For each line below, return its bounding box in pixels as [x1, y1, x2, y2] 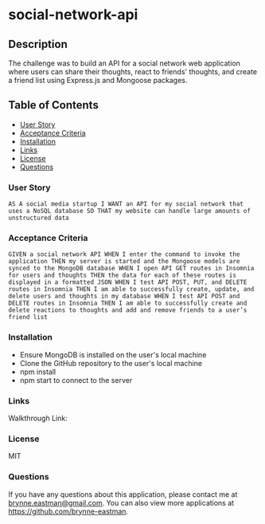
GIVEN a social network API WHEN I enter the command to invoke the [8, 250, 240, 258]
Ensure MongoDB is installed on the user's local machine [19, 349, 207, 360]
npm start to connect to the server [19, 375, 133, 384]
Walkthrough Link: [8, 413, 68, 423]
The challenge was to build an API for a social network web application [8, 58, 241, 68]
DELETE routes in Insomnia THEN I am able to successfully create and [8, 299, 247, 308]
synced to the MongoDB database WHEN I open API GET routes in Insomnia [8, 265, 255, 273]
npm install [19, 367, 57, 376]
